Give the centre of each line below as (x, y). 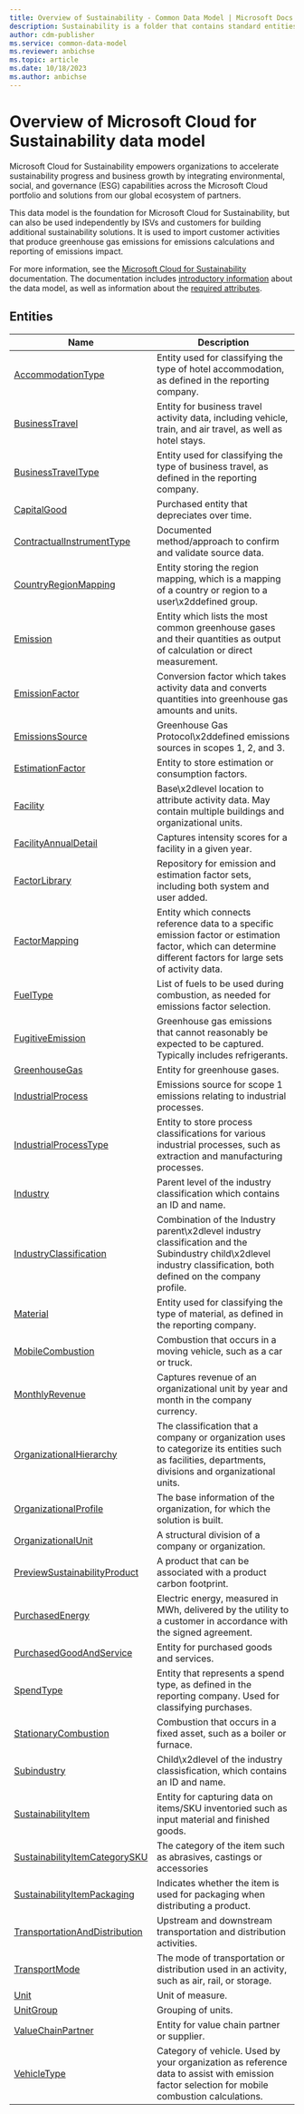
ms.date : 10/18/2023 (48, 69)
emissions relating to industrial (222, 1096)
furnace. (175, 1745)
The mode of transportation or (221, 1958)
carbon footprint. (193, 1583)
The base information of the (216, 1497)
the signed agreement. (205, 1632)
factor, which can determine (217, 946)
